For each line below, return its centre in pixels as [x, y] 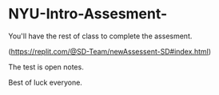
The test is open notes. [46, 67]
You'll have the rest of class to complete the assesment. [100, 36]
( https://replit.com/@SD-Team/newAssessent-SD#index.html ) [110, 51]
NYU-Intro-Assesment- [88, 14]
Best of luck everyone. [45, 82]
